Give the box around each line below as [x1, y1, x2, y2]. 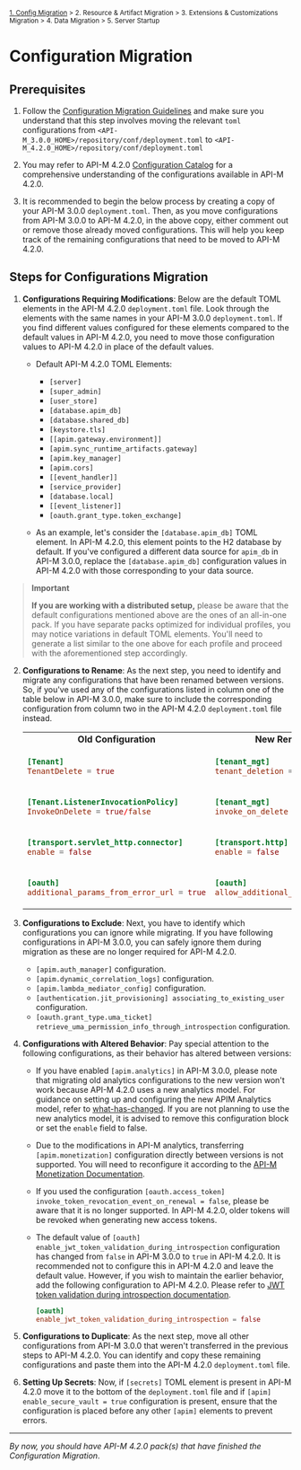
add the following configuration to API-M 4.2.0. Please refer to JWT [35, 1280, 285, 1290]
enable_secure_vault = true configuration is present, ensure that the [21, 1396, 278, 1407]
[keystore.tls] [48, 425, 106, 435]
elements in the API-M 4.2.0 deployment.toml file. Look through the [21, 303, 270, 313]
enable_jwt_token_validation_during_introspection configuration [35, 1241, 280, 1252]
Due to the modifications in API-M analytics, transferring [35, 1140, 245, 1150]
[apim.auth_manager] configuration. [35, 964, 167, 974]
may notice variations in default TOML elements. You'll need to [30, 629, 263, 639]
